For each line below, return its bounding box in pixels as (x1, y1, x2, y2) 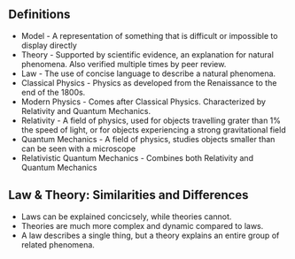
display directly (20, 40, 77, 50)
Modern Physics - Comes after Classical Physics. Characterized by (20, 96, 267, 107)
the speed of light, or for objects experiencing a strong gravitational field (20, 124, 286, 135)
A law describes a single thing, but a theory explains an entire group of (20, 230, 280, 240)
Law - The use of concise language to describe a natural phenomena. (20, 68, 276, 79)
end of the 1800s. (20, 87, 86, 97)
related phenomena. (20, 239, 95, 250)
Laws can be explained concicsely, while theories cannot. (20, 211, 232, 222)
